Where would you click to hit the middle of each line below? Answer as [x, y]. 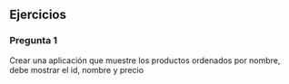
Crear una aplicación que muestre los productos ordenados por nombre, [145, 60]
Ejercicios [38, 15]
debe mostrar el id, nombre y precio [76, 70]
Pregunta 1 [33, 41]
